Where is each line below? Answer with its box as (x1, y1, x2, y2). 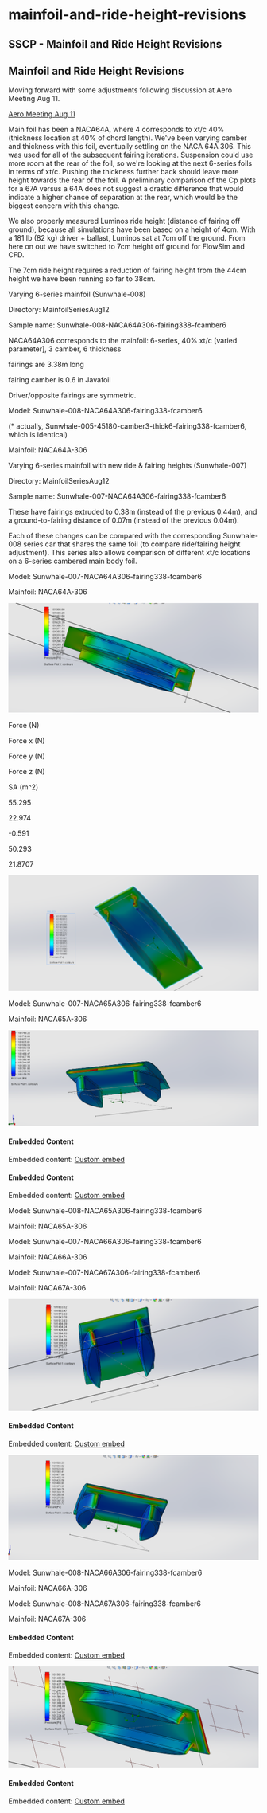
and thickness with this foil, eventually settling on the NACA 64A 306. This (8, 142, 252, 151)
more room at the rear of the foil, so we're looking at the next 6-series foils (8, 159, 253, 168)
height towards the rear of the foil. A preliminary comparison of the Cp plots (8, 175, 257, 185)
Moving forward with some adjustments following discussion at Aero (8, 85, 233, 95)
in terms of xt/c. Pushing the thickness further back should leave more (8, 167, 239, 177)
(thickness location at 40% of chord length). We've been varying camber (8, 133, 248, 143)
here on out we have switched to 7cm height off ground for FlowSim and (8, 241, 245, 252)
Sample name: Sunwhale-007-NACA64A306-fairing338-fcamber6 (8, 491, 226, 501)
